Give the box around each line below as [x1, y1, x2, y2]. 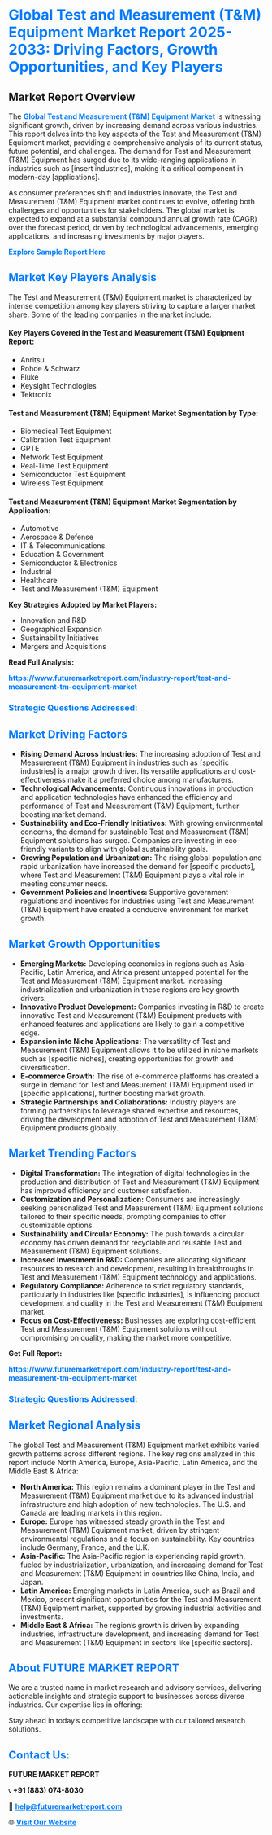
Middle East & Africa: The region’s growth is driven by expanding [19, 1620, 240, 1630]
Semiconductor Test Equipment [19, 470, 126, 480]
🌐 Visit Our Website [8, 1818, 77, 1828]
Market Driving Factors [8, 727, 127, 741]
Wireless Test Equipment [19, 478, 104, 488]
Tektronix [19, 389, 52, 400]
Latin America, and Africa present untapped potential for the [47, 967, 249, 977]
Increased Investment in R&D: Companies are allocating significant [19, 1254, 247, 1264]
